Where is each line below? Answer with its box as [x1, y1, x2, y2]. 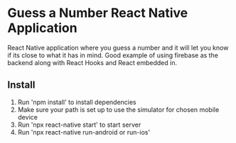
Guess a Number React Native [7, 5, 188, 21]
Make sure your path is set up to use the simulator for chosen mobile [17, 105, 220, 114]
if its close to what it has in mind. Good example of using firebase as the [7, 51, 219, 59]
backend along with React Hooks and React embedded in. [7, 58, 178, 67]
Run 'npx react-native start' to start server [17, 120, 141, 129]
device [17, 113, 38, 121]
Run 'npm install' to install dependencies [17, 98, 136, 106]
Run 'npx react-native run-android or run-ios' [17, 127, 151, 136]
